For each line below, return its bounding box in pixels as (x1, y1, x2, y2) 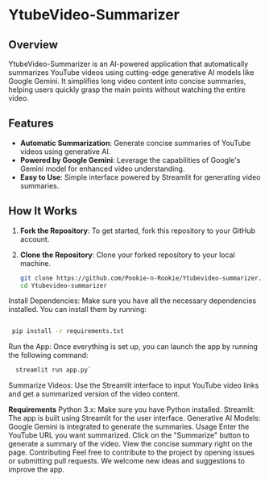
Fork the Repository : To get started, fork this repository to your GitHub (19, 226, 256, 235)
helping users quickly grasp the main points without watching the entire (8, 85, 246, 94)
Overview (8, 38, 59, 52)
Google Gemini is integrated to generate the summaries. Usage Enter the (8, 422, 250, 432)
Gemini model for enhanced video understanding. (19, 164, 185, 173)
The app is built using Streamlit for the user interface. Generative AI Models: (8, 413, 261, 423)
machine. (19, 258, 52, 268)
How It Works (8, 204, 78, 218)
